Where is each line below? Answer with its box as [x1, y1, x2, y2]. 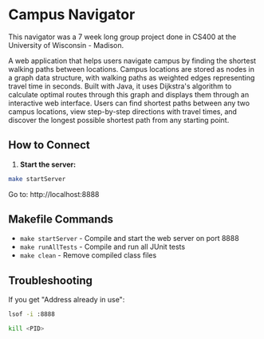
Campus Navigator [8, 6, 136, 24]
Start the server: [19, 160, 77, 169]
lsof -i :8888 [8, 310, 56, 318]
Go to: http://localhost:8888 [8, 189, 100, 199]
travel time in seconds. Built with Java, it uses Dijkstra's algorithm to [8, 81, 232, 91]
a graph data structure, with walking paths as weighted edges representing [8, 73, 255, 82]
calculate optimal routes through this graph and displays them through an [8, 89, 250, 99]
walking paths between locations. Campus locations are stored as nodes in [8, 64, 255, 73]
